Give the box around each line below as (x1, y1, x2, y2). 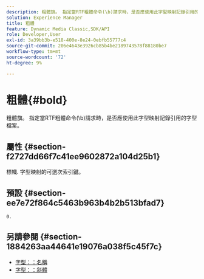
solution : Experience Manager (6, 15, 83, 21)
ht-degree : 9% (6, 60, 42, 66)
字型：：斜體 (15, 266, 47, 274)
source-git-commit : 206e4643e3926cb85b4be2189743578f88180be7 (6, 43, 167, 49)
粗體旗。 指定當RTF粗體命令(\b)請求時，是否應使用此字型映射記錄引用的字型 (6, 114, 197, 122)
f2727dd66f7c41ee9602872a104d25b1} (6, 151, 160, 162)
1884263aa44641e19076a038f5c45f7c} (6, 241, 162, 252)
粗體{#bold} (6, 93, 68, 107)
